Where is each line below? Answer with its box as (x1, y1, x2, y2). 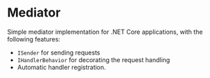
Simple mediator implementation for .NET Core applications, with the (7, 28, 203, 36)
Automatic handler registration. (17, 63, 106, 71)
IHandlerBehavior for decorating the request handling (17, 55, 170, 64)
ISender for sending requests (17, 48, 100, 57)
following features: (7, 35, 61, 43)
